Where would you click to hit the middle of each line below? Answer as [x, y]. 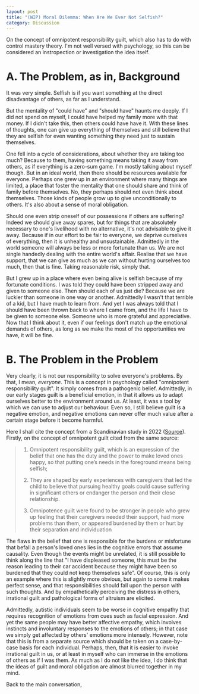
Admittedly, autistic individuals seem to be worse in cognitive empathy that [98, 610]
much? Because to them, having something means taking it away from [92, 160]
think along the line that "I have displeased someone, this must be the [91, 560]
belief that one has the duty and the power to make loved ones [106, 456]
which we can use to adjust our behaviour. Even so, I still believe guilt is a [96, 407]
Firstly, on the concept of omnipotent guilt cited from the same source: [93, 438]
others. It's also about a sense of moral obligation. [67, 205]
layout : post [22, 12]
